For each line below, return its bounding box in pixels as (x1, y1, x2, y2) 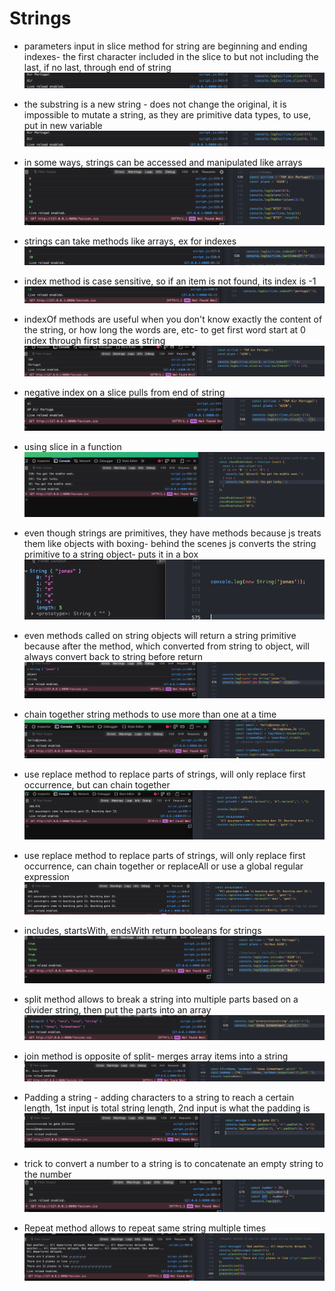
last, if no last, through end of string (23, 61, 172, 73)
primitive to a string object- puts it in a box (23, 548, 199, 560)
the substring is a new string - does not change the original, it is (23, 98, 287, 110)
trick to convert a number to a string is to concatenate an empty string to (23, 1157, 324, 1169)
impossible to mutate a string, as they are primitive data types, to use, (23, 108, 312, 121)
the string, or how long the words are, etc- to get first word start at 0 (23, 324, 306, 336)
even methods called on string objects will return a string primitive (23, 629, 297, 641)
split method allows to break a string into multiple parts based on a (23, 993, 299, 1006)
